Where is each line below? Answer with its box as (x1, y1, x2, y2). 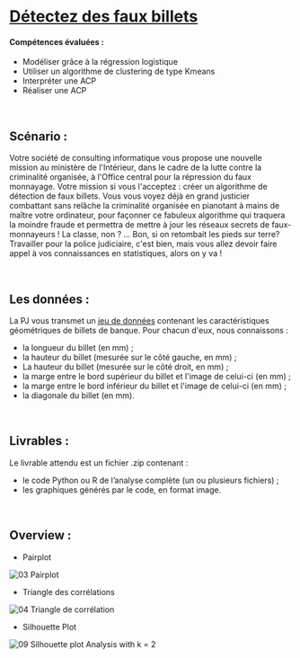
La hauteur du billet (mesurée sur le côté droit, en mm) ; (22, 361, 229, 372)
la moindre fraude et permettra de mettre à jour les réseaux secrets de (9, 219, 270, 230)
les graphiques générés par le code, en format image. (22, 484, 222, 495)
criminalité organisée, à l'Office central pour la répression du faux (9, 172, 251, 182)
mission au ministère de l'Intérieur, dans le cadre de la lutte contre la (9, 162, 262, 173)
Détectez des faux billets (9, 6, 199, 27)
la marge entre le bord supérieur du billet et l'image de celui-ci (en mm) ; (22, 371, 292, 382)
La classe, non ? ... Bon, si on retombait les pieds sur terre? (61, 229, 280, 240)
